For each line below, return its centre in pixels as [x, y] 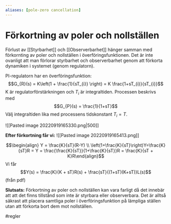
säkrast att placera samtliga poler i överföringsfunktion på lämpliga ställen [83, 201]
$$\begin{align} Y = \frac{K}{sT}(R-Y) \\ [48, 145]
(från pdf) [16, 180]
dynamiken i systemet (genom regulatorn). [50, 66]
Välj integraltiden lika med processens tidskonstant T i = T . [66, 115]
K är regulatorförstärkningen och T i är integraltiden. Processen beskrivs [81, 92]
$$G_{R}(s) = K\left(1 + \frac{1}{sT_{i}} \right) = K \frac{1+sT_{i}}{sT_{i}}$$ [86, 84]
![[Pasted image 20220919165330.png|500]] [52, 125]
